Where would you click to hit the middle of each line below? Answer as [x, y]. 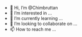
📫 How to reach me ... [33, 29]
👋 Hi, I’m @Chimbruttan [34, 8]
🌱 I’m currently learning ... [36, 18]
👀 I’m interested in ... [31, 13]
